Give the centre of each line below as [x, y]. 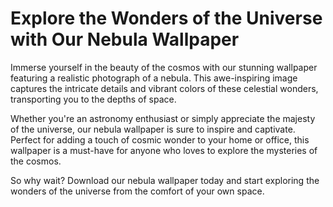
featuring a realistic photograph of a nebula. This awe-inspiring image [154, 78]
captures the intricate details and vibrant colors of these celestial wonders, [164, 88]
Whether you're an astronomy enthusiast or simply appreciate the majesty [163, 118]
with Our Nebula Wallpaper [125, 39]
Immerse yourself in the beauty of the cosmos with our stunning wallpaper [164, 67]
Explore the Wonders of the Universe [166, 18]
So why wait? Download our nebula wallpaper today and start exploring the [165, 180]
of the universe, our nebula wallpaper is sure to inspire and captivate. [153, 129]
